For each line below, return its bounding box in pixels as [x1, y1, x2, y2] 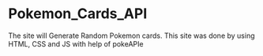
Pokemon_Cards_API [8, 5, 148, 23]
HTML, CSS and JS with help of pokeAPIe [8, 39, 144, 48]
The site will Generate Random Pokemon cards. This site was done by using [8, 31, 255, 40]
